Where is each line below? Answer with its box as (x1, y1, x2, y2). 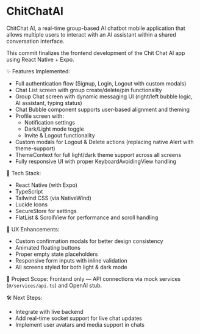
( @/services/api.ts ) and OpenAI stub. (6, 281, 102, 289)
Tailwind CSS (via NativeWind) (15, 194, 91, 201)
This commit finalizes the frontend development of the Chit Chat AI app (6, 49, 185, 56)
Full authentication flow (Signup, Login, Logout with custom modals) (15, 79, 187, 87)
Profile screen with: (15, 112, 64, 120)
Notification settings (24, 118, 75, 126)
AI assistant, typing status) (15, 99, 82, 106)
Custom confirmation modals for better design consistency (15, 237, 163, 245)
